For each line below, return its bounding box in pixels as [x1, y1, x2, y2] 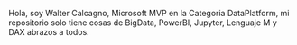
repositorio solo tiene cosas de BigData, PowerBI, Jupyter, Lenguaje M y [8, 17, 277, 28]
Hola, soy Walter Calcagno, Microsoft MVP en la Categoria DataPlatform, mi [8, 8, 290, 18]
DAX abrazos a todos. [8, 27, 89, 37]
